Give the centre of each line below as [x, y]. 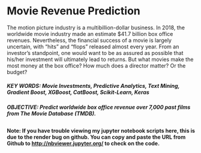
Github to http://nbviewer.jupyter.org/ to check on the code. [83, 143]
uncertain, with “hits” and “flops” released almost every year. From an [93, 47]
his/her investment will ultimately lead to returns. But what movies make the [100, 59]
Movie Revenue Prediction [73, 11]
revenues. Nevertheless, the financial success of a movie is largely [89, 40]
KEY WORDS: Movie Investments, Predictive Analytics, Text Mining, [93, 85]
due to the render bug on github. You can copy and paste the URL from [96, 137]
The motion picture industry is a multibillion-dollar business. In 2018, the [96, 27]
